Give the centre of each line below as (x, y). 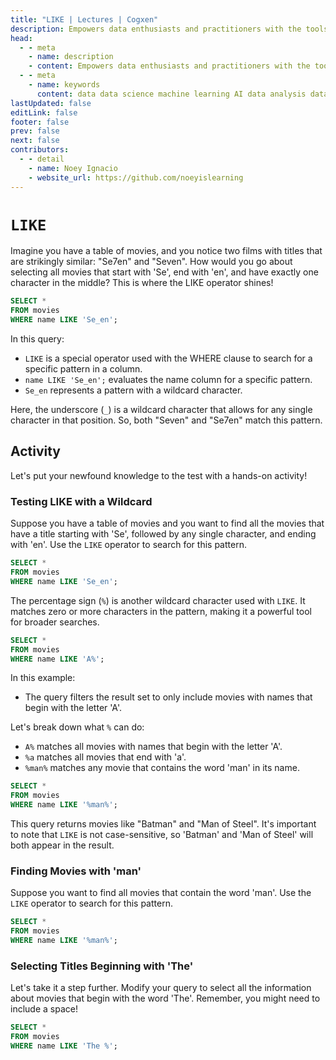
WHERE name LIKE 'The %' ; (64, 1046)
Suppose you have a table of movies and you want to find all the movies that (167, 523)
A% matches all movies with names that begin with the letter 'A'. (153, 747)
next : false (35, 141)
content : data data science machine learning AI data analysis (171, 94)
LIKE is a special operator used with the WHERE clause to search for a (168, 358)
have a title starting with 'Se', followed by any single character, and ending (163, 534)
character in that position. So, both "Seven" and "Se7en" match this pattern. (166, 420)
